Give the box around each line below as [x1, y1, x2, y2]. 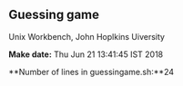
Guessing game [8, 7, 100, 23]
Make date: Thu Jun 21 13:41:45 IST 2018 [8, 49, 164, 60]
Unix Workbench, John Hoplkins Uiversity [8, 31, 166, 42]
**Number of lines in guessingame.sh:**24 [8, 66, 175, 77]
